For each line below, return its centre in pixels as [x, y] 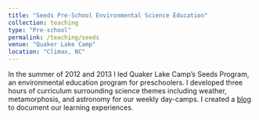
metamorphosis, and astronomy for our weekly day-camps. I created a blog [130, 99]
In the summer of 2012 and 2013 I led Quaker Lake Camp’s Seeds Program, [129, 74]
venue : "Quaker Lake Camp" [52, 45]
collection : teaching [43, 23]
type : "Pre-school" [40, 30]
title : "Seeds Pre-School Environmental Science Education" [108, 15]
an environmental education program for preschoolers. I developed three [126, 82]
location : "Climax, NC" [47, 52]
